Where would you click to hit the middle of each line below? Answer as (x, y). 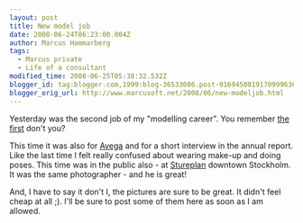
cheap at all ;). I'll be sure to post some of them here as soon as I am (137, 201)
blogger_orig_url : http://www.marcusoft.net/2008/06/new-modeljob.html (147, 93)
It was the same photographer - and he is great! (98, 174)
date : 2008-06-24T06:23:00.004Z (70, 34)
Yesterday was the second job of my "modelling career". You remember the (150, 119)
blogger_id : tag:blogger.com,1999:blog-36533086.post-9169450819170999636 (153, 85)
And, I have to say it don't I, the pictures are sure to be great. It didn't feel (145, 192)
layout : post (34, 18)
